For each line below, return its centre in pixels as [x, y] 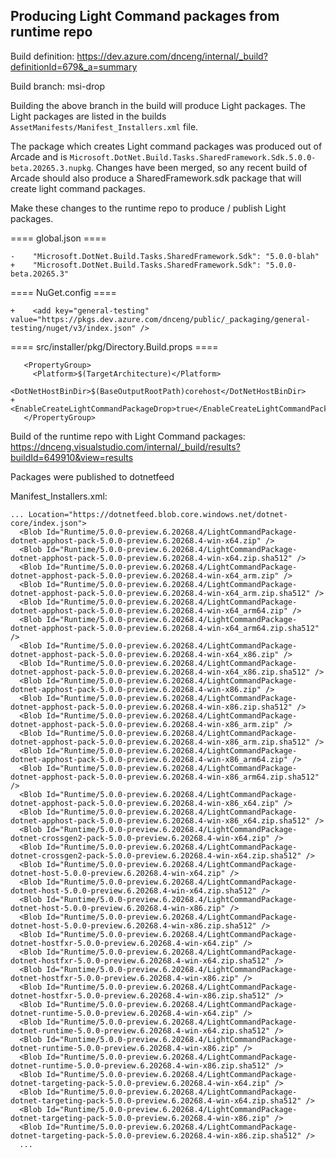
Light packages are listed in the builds [88, 116]
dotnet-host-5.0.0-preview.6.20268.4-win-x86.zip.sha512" [133, 925]
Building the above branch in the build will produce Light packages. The [158, 105]
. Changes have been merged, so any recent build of [199, 167]
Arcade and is [39, 156]
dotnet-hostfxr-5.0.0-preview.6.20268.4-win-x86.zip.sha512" [140, 995]
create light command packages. [78, 188]
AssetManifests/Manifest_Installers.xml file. [104, 126]
